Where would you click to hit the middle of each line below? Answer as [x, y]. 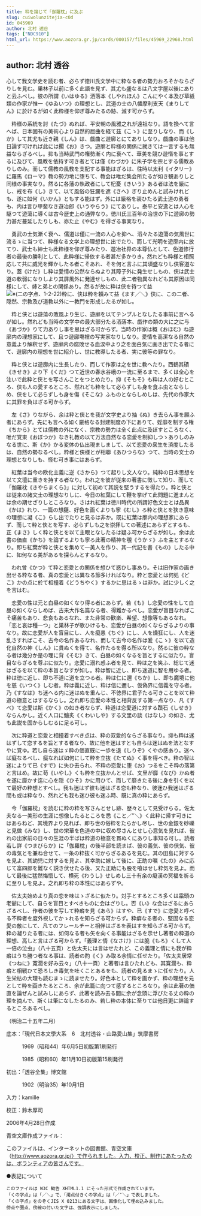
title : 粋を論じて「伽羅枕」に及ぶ [45, 12]
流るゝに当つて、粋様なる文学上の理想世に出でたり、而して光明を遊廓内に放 [100, 241]
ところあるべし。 [32, 1008]
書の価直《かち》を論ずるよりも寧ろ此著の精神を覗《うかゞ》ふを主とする [98, 540]
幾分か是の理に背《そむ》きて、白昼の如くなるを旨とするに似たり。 [106, 655]
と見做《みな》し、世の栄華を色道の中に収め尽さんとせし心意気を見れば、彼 [100, 830]
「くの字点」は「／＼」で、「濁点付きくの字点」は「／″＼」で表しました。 [84, 1195]
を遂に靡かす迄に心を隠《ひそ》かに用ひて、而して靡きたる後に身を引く [95, 780]
